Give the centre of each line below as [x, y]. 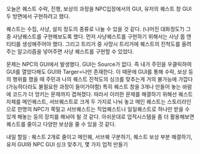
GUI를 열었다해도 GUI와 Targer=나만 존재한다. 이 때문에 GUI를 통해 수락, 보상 [97, 72]
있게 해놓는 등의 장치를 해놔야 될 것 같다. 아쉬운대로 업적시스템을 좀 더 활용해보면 [100, 117]
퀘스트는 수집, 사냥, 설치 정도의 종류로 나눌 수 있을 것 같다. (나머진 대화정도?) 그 [99, 29]
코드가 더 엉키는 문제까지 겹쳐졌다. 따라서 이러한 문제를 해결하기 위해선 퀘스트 [103, 94]
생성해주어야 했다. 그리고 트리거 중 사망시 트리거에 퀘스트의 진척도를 [101, 44]
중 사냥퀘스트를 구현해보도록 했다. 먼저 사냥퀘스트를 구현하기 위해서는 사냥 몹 [96, 37]
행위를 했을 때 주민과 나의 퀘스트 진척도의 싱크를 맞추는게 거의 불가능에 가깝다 [103, 79]
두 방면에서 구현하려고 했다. [38, 16]
